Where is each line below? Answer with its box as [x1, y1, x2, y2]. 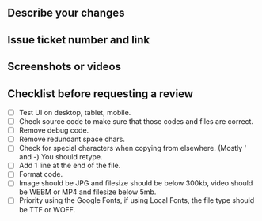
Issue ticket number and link [7, 33, 150, 47]
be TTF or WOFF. [18, 204, 76, 214]
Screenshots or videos [7, 60, 122, 73]
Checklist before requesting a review [7, 87, 194, 100]
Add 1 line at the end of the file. [18, 161, 121, 170]
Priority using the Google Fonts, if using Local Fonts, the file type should [18, 196, 255, 205]
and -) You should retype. [18, 152, 103, 162]
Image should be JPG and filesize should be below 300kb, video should [18, 178, 253, 188]
